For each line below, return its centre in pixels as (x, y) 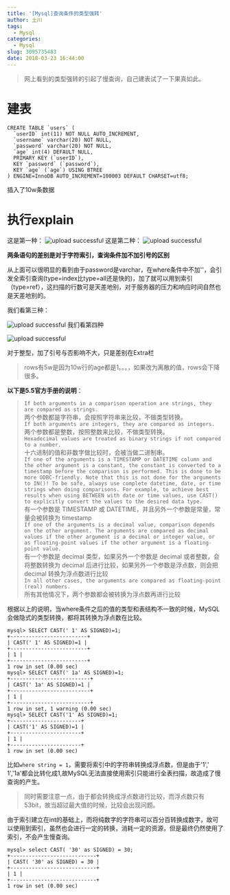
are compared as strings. (61, 409)
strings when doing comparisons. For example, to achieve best (116, 489)
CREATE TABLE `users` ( (41, 128)
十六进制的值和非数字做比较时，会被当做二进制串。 (96, 452)
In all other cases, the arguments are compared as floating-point (122, 581)
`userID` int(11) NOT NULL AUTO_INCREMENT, (76, 134)
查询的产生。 (25, 781)
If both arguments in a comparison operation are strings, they (118, 403)
